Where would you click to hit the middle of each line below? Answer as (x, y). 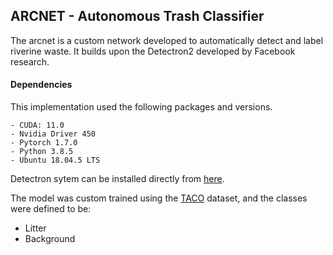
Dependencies (41, 85)
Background (50, 239)
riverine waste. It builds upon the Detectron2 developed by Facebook (153, 51)
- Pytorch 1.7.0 (44, 143)
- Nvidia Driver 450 (53, 134)
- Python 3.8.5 (42, 152)
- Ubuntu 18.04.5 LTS (55, 160)
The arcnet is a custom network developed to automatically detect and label (167, 40)
